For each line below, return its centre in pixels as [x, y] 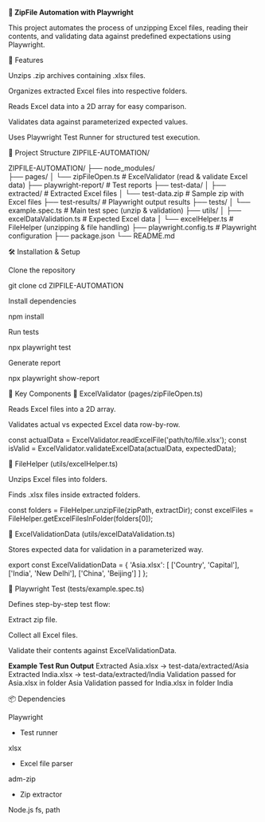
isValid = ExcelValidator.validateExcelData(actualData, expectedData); [123, 448]
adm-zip [22, 779]
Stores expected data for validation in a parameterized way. [106, 549]
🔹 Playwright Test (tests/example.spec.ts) [76, 589]
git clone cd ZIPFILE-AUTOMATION [66, 286]
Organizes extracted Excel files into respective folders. [98, 91]
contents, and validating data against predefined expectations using [120, 36]
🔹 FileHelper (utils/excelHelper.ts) [63, 464]
